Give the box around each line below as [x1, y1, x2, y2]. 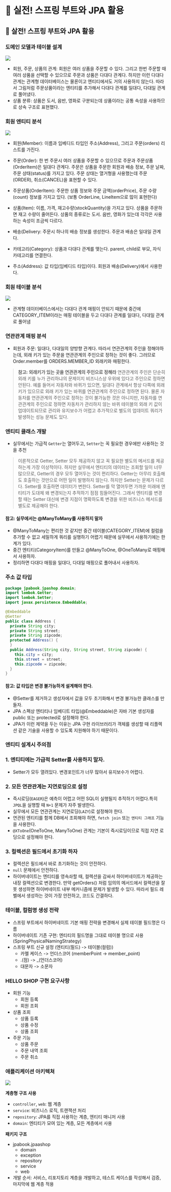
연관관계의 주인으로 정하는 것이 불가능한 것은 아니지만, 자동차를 [31, 394, 157, 401]
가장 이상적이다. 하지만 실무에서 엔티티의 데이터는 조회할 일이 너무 [31, 464, 162, 470]
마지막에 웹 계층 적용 [12, 1181, 54, 1187]
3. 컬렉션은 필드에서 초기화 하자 [5, 848, 78, 855]
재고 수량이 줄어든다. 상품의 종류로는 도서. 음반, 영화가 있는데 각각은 [18, 211, 153, 218]
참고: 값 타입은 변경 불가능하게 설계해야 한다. [5, 682, 93, 689]
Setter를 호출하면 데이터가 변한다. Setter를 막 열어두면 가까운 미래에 [25, 484, 160, 490]
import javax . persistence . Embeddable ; [5, 600, 88, 605]
